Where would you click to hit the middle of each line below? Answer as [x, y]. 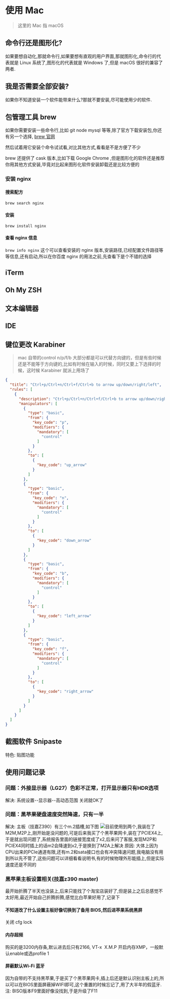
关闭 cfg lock [19, 922]
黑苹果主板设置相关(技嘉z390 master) [52, 879]
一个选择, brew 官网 [34, 137]
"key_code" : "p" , [51, 423]
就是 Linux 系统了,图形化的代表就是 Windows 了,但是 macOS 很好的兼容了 [86, 62]
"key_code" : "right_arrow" [66, 692]
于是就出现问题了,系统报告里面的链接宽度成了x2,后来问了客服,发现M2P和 [81, 839]
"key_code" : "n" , [51, 498]
